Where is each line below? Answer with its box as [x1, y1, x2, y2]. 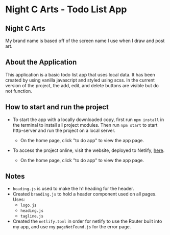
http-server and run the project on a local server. [12, 127, 116, 133]
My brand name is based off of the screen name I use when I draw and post [5, 37, 165, 44]
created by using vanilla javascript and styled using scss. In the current [5, 77, 155, 83]
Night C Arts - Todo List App [5, 4, 127, 15]
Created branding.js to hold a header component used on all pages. [12, 191, 157, 197]
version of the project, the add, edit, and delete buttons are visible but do [5, 82, 159, 88]
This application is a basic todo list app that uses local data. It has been [5, 71, 156, 77]
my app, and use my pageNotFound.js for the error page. [12, 224, 131, 230]
